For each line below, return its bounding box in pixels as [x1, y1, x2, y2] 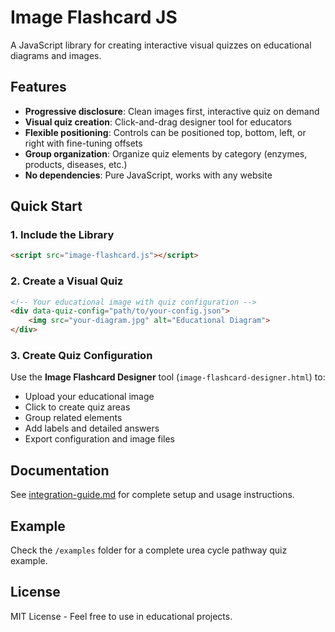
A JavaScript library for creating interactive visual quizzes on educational [10, 39, 312, 51]
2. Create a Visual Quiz [10, 274, 124, 288]
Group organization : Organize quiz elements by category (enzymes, [24, 147, 308, 160]
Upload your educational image [24, 391, 155, 403]
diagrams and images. [10, 49, 102, 61]
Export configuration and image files [24, 433, 175, 445]
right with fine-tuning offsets [24, 137, 143, 149]
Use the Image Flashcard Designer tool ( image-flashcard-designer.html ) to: [10, 371, 326, 383]
